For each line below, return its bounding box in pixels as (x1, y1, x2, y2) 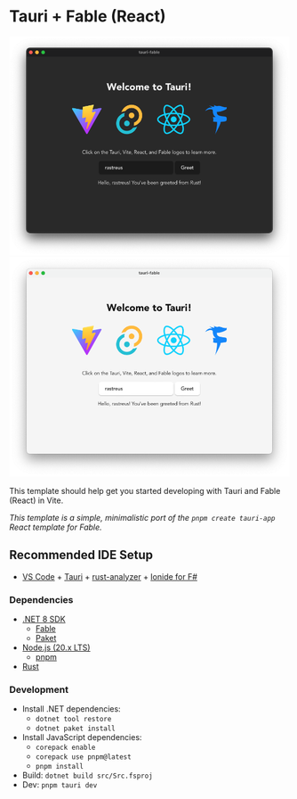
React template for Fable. (9, 522, 102, 532)
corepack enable (35, 743, 96, 753)
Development (9, 683, 69, 696)
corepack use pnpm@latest (35, 753, 132, 762)
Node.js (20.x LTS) (21, 642, 91, 653)
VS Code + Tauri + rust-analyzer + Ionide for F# (21, 571, 198, 581)
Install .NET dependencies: (21, 704, 122, 714)
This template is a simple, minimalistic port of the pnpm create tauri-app (9, 512, 276, 523)
